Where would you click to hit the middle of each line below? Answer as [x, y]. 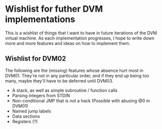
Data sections [26, 116]
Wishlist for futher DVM [54, 9]
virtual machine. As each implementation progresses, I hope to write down [80, 38]
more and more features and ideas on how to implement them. [68, 43]
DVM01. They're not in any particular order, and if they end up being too [77, 75]
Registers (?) [25, 121]
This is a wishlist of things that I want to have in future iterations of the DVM [81, 33]
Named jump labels [31, 111]
